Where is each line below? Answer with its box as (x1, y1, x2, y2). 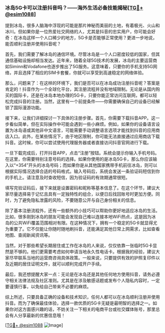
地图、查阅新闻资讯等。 (5, 232, 53, 238)
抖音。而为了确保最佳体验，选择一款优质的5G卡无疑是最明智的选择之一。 (5, 300, 153, 306)
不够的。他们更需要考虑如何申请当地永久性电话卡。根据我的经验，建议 (13, 249, 156, 255)
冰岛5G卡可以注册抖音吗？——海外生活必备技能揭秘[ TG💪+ (5, 4, 143, 11)
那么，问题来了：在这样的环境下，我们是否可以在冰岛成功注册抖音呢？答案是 (5, 80, 160, 86)
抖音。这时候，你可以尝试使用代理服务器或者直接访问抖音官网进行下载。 (5, 140, 151, 146)
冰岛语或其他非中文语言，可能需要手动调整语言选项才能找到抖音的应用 (13, 128, 156, 133)
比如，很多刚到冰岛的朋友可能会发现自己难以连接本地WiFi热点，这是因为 (5, 214, 152, 220)
